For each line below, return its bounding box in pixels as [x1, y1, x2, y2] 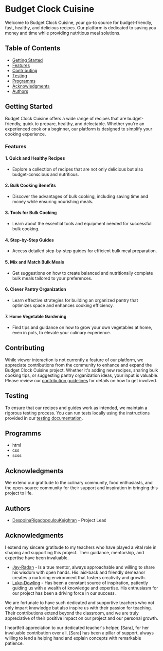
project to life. [5, 490, 33, 496]
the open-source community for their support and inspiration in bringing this [5, 485, 158, 491]
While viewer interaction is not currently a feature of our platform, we [5, 357, 144, 363]
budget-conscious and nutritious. [12, 171, 79, 177]
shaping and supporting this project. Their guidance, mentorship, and [5, 549, 145, 555]
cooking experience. [5, 131, 46, 137]
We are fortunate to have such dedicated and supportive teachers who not [5, 600, 155, 606]
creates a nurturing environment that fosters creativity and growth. [12, 574, 146, 580]
